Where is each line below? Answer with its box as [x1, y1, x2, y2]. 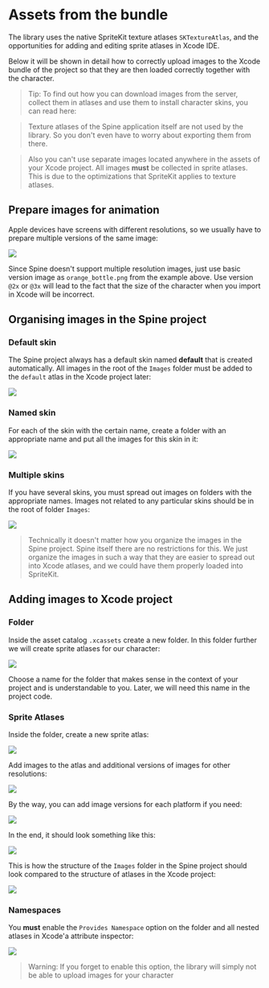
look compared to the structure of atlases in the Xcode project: [8, 870, 217, 879]
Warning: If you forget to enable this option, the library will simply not [27, 962, 257, 972]
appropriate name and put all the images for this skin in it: [8, 434, 199, 444]
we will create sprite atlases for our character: [8, 643, 161, 653]
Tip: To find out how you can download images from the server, [27, 88, 238, 98]
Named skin [8, 408, 56, 419]
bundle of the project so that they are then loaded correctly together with [8, 64, 251, 74]
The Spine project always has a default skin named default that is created [8, 355, 253, 365]
